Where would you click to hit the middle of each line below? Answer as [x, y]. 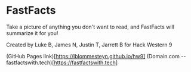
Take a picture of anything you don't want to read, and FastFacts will [90, 27]
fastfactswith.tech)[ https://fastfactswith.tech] [62, 62]
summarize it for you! [32, 33]
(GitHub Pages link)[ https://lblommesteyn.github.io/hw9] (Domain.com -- [96, 56]
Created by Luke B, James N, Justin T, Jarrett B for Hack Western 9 [89, 45]
